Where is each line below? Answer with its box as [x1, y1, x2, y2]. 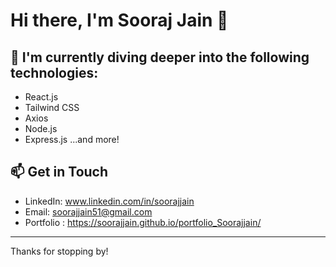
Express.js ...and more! [24, 134, 120, 145]
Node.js [24, 123, 58, 134]
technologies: [10, 64, 99, 81]
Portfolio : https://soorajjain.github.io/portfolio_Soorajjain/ [24, 216, 262, 228]
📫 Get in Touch [10, 164, 109, 181]
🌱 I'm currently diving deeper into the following [10, 49, 310, 66]
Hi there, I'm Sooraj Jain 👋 [10, 9, 229, 32]
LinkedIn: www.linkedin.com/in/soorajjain [24, 195, 195, 207]
